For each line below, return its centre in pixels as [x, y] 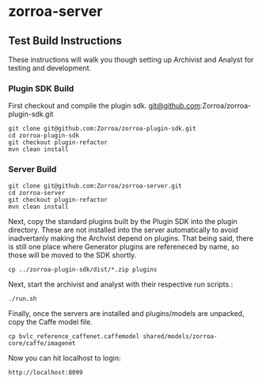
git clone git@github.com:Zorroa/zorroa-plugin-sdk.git [102, 129]
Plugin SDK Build [41, 88]
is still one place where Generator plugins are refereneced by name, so [124, 246]
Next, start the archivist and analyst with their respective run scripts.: [121, 284]
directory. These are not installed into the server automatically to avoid [123, 230]
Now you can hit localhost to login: [65, 358]
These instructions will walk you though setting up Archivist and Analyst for [131, 59]
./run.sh [23, 298]
